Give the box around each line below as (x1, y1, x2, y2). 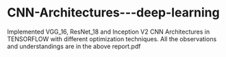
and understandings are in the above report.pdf (7, 42, 141, 50)
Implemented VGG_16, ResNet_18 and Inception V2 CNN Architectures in (7, 27, 210, 36)
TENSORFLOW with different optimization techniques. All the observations (7, 34, 217, 43)
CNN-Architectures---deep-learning (7, 5, 221, 21)
